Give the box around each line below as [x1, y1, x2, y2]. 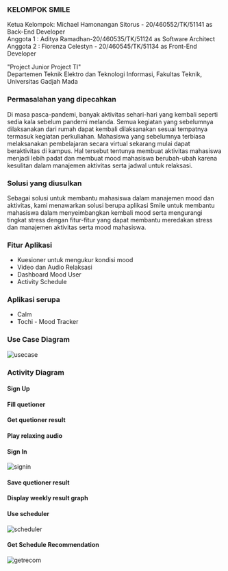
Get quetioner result [7, 416, 66, 424]
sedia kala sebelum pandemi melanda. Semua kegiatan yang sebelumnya [7, 117, 214, 126]
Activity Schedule [16, 278, 67, 286]
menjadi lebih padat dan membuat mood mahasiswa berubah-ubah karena [7, 154, 218, 162]
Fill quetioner [7, 400, 46, 408]
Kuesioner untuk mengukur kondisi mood [16, 256, 134, 264]
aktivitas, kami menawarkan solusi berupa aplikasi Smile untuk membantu [7, 201, 215, 209]
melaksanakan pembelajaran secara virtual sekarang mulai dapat [7, 139, 190, 148]
